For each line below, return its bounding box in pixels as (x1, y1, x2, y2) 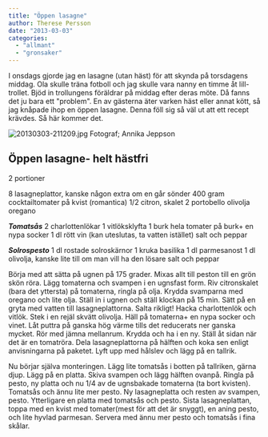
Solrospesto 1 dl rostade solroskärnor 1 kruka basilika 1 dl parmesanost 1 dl (8, 245, 256, 255)
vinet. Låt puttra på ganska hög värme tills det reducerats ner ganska (8, 320, 236, 330)
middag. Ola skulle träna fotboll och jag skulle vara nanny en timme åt (8, 79, 238, 89)
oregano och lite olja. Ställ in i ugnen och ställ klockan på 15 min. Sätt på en (8, 295, 256, 304)
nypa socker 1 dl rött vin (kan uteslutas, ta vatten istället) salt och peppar (8, 230, 248, 239)
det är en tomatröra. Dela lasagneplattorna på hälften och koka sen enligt (8, 337, 250, 347)
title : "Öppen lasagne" (8, 11, 88, 20)
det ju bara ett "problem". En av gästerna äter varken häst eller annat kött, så (8, 97, 261, 106)
